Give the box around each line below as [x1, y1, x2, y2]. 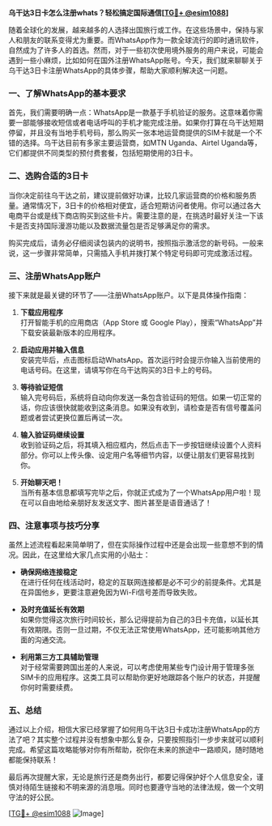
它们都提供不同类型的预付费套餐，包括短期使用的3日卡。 [8, 148, 198, 158]
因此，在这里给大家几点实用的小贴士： [22, 550, 151, 560]
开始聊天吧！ [19, 477, 63, 487]
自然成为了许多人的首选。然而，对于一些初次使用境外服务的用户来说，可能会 [8, 45, 264, 55]
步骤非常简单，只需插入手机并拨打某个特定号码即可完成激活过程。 [36, 248, 257, 258]
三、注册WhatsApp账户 [8, 270, 101, 282]
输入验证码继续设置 [19, 429, 85, 440]
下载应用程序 [19, 307, 63, 317]
